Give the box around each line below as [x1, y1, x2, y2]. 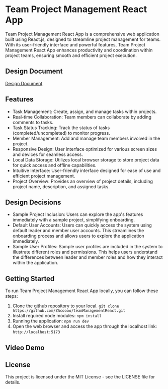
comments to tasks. [12, 119, 54, 125]
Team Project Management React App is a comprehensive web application [5, 31, 159, 37]
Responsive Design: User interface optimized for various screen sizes [12, 146, 157, 152]
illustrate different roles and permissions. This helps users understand [12, 249, 157, 255]
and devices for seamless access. [12, 151, 83, 157]
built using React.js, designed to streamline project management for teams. [5, 36, 161, 42]
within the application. [12, 260, 59, 266]
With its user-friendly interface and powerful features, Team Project [5, 41, 146, 47]
